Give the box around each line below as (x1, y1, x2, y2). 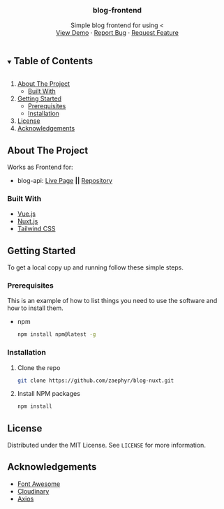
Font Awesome (17, 480, 61, 488)
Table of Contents (13, 54, 93, 67)
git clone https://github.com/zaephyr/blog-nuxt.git (17, 377, 174, 384)
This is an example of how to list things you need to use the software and (7, 297, 218, 305)
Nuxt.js (17, 217, 38, 226)
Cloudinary (17, 487, 50, 495)
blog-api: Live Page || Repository (17, 176, 113, 184)
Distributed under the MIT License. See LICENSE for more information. (7, 441, 206, 450)
